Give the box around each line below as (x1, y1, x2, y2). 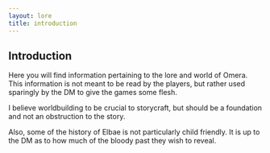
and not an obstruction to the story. (8, 112, 126, 122)
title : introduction (8, 19, 78, 27)
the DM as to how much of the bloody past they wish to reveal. (8, 136, 217, 146)
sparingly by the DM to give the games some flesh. (8, 88, 177, 97)
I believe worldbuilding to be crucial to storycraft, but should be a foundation (8, 103, 263, 113)
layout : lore (8, 11, 52, 20)
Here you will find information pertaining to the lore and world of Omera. (8, 70, 248, 81)
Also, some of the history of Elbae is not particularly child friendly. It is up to (8, 127, 260, 137)
